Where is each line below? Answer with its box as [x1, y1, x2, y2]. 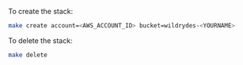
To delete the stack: [8, 35, 73, 45]
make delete [8, 51, 47, 59]
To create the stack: [8, 7, 74, 16]
